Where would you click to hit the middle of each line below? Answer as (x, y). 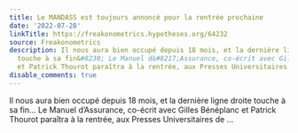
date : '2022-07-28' (45, 26)
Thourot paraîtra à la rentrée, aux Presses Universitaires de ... (122, 119)
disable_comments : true (53, 75)
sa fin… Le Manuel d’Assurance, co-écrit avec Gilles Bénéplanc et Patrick (143, 110)
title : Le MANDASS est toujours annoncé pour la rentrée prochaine (137, 17)
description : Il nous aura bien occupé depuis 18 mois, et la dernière (144, 51)
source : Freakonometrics (55, 42)
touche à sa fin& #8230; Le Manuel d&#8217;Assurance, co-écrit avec (146, 59)
